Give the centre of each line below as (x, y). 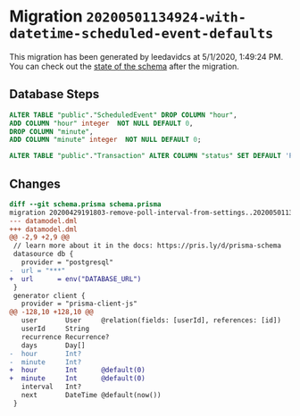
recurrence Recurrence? (65, 337)
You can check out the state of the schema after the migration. (124, 66)
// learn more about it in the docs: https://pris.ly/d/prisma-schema (147, 246)
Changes (35, 183)
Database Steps (54, 94)
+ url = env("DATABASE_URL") (75, 279)
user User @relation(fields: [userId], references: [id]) (151, 320)
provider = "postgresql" (67, 262)
